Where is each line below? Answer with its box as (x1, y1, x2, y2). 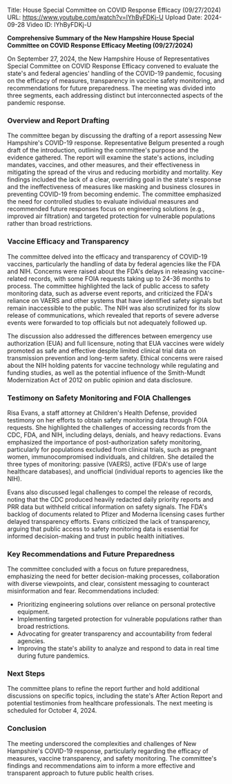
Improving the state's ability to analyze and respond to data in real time (17, 645, 220, 653)
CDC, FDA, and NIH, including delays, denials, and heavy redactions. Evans (7, 431, 222, 439)
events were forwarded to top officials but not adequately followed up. (7, 318, 207, 326)
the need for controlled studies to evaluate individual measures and (7, 197, 199, 206)
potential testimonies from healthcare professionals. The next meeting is (7, 699, 213, 707)
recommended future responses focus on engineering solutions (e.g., (7, 205, 205, 213)
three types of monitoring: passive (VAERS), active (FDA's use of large (7, 460, 207, 468)
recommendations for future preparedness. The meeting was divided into (7, 84, 216, 92)
